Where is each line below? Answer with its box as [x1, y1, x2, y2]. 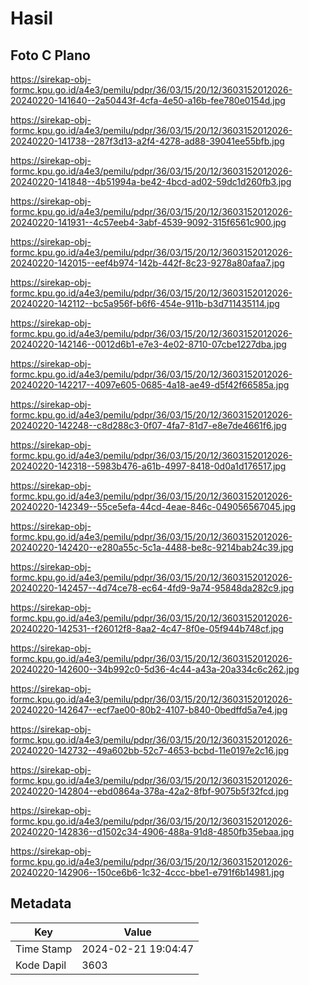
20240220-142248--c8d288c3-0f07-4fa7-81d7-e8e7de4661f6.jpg [10, 420, 287, 431]
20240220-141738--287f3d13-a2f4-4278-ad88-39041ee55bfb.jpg [10, 135, 285, 147]
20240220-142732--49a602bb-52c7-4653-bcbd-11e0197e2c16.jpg [10, 745, 290, 756]
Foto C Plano [10, 47, 91, 64]
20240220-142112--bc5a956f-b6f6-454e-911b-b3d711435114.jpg [10, 298, 280, 309]
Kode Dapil [15, 958, 67, 972]
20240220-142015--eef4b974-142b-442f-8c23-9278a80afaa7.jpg [10, 257, 285, 269]
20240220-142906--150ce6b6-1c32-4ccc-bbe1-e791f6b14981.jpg [10, 867, 285, 878]
